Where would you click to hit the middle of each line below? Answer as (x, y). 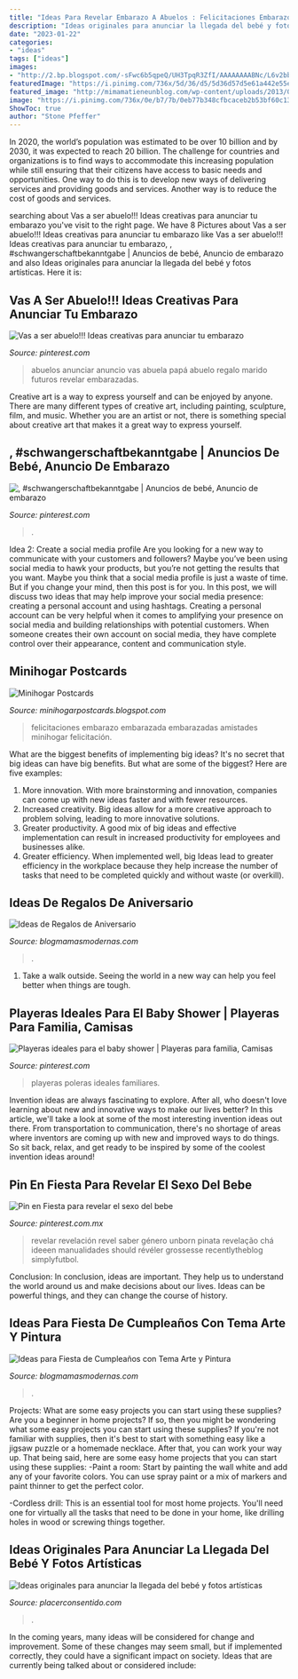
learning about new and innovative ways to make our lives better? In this (141, 1110)
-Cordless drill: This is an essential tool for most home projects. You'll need (146, 1503)
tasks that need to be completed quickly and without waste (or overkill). (153, 875)
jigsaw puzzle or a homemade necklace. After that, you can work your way (145, 1448)
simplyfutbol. (55, 1259)
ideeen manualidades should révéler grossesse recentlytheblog (147, 1250)
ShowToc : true (35, 108)
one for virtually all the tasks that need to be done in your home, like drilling (147, 1512)
